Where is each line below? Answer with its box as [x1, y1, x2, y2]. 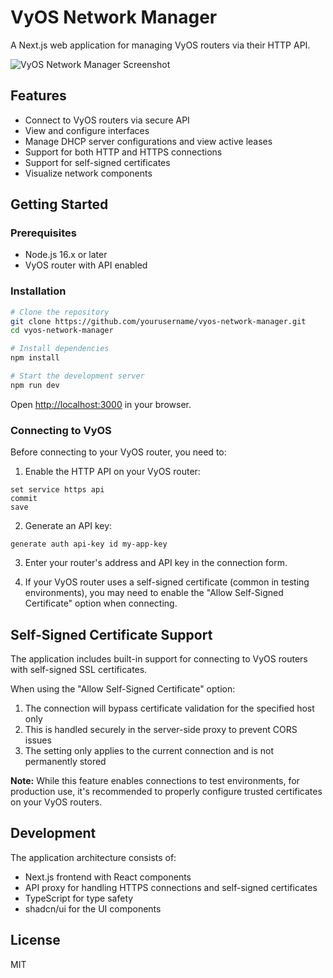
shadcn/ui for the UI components [24, 902, 162, 915]
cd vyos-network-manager [10, 326, 114, 336]
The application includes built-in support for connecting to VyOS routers [10, 652, 308, 665]
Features [10, 87, 67, 105]
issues [24, 734, 52, 746]
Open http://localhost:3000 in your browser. [10, 398, 192, 410]
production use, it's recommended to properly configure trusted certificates [10, 785, 323, 797]
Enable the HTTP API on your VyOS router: [24, 466, 201, 478]
